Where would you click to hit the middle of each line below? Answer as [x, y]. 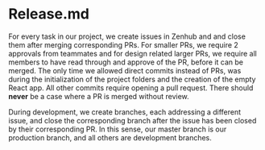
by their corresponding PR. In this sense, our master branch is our [118, 129]
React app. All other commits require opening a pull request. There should [131, 87]
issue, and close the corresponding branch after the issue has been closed [132, 120]
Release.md [49, 14]
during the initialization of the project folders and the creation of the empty [132, 79]
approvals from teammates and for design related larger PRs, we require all [133, 53]
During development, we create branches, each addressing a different [125, 112]
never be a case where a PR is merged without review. [99, 96]
